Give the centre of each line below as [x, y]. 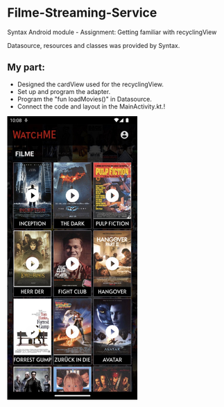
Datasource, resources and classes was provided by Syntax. [94, 45]
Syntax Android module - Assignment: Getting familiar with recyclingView [112, 32]
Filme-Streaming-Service [82, 13]
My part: [26, 67]
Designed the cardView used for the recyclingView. [91, 84]
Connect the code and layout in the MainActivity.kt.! [91, 106]
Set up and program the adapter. [64, 91]
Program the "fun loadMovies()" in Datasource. [85, 99]
